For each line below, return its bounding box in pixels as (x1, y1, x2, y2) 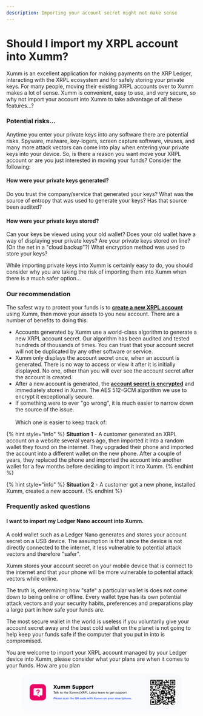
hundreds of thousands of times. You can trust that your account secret (15, 341, 194, 348)
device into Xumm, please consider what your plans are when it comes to (6, 655, 190, 663)
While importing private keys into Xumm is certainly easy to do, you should (6, 262, 193, 269)
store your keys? (6, 250, 48, 257)
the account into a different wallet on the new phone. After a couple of (6, 450, 182, 457)
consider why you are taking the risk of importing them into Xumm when (6, 268, 187, 275)
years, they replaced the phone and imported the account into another (6, 456, 182, 464)
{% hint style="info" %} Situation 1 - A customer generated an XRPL (6, 430, 177, 437)
